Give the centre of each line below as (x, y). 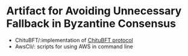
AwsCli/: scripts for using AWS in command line (74, 46)
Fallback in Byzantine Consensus (91, 24)
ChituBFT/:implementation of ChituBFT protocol (74, 40)
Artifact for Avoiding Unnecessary (94, 11)
